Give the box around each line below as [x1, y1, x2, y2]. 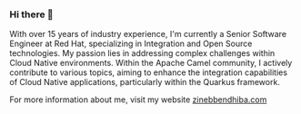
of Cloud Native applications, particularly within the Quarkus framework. [9, 77, 280, 88]
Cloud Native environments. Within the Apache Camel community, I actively [9, 58, 293, 69]
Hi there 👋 [9, 8, 55, 21]
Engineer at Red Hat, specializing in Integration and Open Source [9, 38, 253, 49]
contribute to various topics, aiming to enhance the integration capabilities [9, 67, 288, 78]
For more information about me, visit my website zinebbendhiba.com [9, 94, 267, 105]
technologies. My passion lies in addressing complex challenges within [9, 48, 276, 59]
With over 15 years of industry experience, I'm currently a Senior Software [9, 29, 287, 40]
